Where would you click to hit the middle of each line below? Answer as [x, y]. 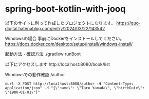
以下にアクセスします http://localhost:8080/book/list [58, 64]
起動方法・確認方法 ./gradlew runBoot [43, 54]
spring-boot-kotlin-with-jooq [65, 9]
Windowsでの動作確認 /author [35, 74]
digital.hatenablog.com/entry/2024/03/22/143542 [55, 28]
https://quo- [129, 23]
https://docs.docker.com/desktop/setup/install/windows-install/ [69, 44]
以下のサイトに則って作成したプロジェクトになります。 [60, 23]
